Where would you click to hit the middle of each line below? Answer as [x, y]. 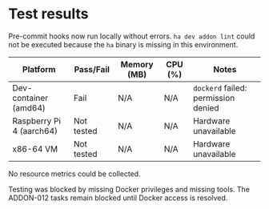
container [30, 98]
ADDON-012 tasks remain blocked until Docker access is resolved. [118, 198]
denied [206, 107]
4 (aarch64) [35, 131]
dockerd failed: [220, 87]
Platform [39, 69]
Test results [48, 14]
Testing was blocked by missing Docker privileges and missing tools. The [129, 189]
